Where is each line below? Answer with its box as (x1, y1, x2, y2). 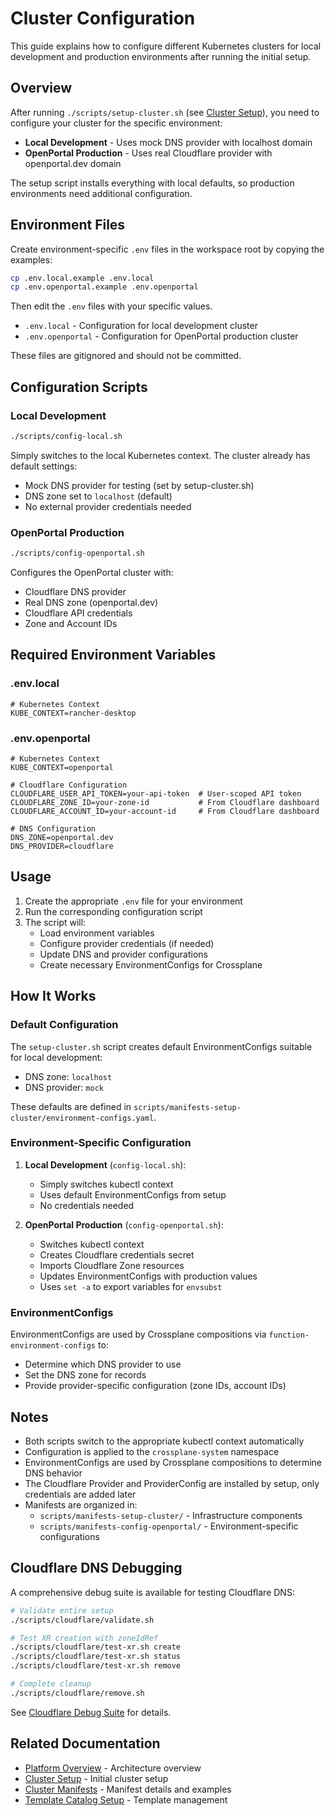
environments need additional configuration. (10, 187, 193, 199)
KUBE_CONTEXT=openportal (10, 763, 114, 773)
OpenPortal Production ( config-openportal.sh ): (24, 1218, 224, 1231)
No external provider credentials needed (24, 500, 192, 512)
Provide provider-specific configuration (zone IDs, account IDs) (24, 1380, 287, 1392)
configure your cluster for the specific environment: (10, 117, 223, 129)
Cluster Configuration (10, 7, 196, 30)
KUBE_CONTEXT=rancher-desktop (10, 708, 137, 718)
